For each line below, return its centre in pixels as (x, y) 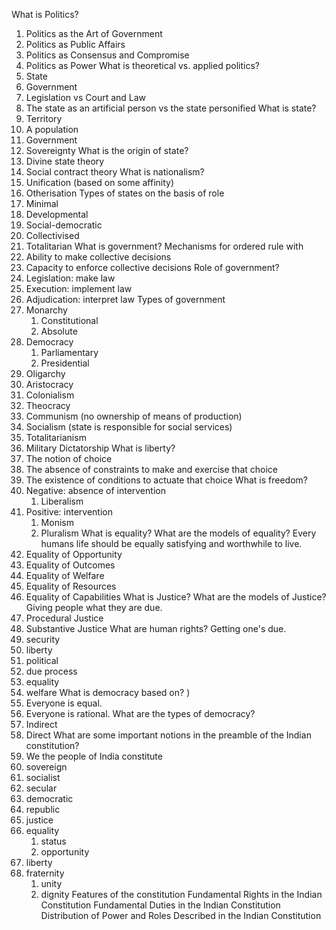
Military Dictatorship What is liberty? (100, 448)
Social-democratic (64, 225)
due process (51, 671)
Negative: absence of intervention (95, 490)
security (43, 639)
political (42, 660)
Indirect (41, 724)
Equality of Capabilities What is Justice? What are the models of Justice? (176, 597)
